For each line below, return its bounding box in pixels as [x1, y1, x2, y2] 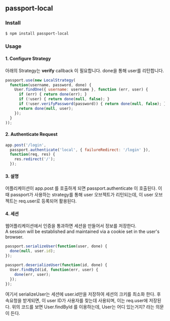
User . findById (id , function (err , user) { [10, 267, 99, 272]
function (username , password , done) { [10, 82, 92, 87]
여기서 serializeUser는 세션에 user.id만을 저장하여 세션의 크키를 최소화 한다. [5, 291, 156, 297]
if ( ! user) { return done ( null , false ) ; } [18, 97, 110, 102]
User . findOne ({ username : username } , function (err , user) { [14, 87, 148, 92]
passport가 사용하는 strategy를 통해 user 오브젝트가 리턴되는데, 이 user [10, 192, 153, 198]
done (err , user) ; [14, 272, 51, 277]
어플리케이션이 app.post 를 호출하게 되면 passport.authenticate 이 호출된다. [5, 185, 157, 191]
